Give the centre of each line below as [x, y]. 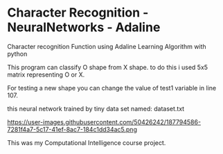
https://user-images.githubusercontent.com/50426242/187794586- [104, 122]
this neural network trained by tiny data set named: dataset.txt [96, 108]
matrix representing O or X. [46, 75]
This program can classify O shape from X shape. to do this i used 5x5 [108, 67]
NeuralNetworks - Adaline [84, 27]
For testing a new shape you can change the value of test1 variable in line [112, 88]
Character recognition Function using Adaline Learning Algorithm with [107, 46]
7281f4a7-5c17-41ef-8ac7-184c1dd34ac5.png [72, 129]
